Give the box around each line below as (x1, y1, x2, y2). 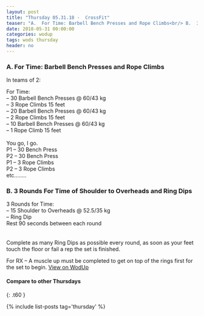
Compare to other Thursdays (6, 278, 81, 285)
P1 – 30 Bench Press (6, 146, 58, 153)
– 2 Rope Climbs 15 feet (6, 114, 66, 121)
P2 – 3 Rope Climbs (6, 165, 56, 173)
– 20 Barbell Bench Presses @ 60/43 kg (6, 107, 106, 115)
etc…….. (6, 172, 27, 179)
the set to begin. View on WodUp (6, 264, 89, 271)
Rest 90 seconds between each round (6, 220, 102, 227)
